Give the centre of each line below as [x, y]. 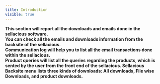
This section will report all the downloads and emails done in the [73, 28]
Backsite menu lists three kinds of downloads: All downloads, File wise [80, 71]
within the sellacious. [28, 55]
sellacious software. [27, 34]
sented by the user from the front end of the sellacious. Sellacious [75, 66]
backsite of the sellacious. [33, 44]
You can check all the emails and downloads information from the [74, 39]
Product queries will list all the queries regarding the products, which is [80, 60]
